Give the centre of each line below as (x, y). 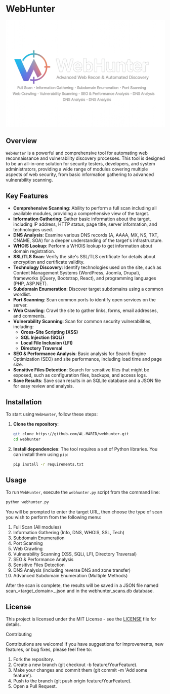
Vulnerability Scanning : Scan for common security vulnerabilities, (82, 321)
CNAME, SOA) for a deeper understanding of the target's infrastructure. (88, 240)
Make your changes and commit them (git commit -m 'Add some (80, 670)
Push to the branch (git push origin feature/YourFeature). (72, 681)
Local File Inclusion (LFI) (47, 343)
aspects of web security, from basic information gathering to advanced (80, 175)
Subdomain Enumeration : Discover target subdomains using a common (88, 289)
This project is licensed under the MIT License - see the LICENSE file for (81, 619)
